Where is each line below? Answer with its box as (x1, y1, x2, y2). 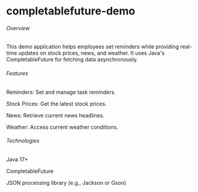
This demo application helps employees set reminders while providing (6, 43, 179, 51)
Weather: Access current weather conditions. (6, 123, 119, 131)
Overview (6, 24, 30, 31)
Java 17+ (6, 155, 29, 163)
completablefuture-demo (6, 4, 136, 18)
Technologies (6, 137, 40, 144)
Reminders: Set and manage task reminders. (6, 88, 116, 96)
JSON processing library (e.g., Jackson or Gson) (6, 179, 127, 186)
